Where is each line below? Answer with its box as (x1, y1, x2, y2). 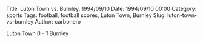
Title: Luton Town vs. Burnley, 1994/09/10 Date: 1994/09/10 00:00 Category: (6, 5, 197, 12)
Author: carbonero (35, 18, 81, 25)
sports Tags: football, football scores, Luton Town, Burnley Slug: (6, 12, 167, 19)
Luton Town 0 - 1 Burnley (6, 30, 69, 37)
